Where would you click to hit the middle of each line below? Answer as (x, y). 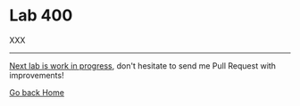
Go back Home (37, 92)
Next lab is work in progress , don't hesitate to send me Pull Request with (143, 65)
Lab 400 (41, 16)
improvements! (37, 75)
